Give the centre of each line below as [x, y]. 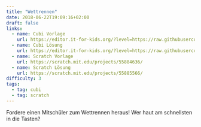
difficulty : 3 [24, 78]
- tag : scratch [31, 95]
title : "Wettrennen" [32, 12]
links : [14, 28]
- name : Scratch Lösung [41, 67]
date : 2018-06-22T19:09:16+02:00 [48, 17]
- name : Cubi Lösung [37, 46]
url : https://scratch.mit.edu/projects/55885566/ [80, 73]
